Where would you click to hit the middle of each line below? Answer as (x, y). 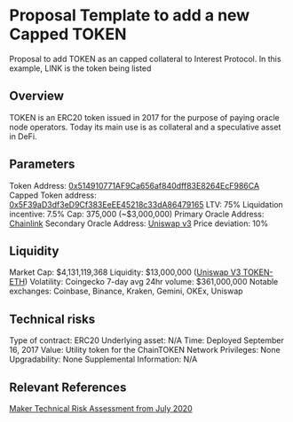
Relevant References (68, 387)
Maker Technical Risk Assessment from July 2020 (101, 408)
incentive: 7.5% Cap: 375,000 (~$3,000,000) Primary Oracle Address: (137, 214)
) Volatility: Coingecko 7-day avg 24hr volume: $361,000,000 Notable (151, 282)
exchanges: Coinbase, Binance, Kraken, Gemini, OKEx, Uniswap (126, 291)
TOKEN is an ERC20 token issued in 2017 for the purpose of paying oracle (144, 117)
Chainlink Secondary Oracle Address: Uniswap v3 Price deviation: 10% (139, 223)
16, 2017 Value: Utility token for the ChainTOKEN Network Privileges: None (145, 350)
